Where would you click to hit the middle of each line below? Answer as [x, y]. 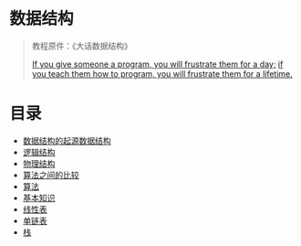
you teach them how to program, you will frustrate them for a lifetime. [162, 73]
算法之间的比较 [51, 175]
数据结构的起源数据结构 [67, 140]
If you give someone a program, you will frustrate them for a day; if [157, 64]
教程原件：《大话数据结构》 [82, 46]
